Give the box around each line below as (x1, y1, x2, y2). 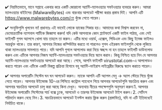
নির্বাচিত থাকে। (5, 100, 26, 106)
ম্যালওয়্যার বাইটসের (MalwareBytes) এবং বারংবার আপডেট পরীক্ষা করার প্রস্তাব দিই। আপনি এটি (5, 10, 144, 15)
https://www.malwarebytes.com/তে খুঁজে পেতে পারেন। (5, 15, 101, 21)
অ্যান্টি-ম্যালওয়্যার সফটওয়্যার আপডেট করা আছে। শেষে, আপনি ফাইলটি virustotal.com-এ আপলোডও (5, 58, 152, 63)
